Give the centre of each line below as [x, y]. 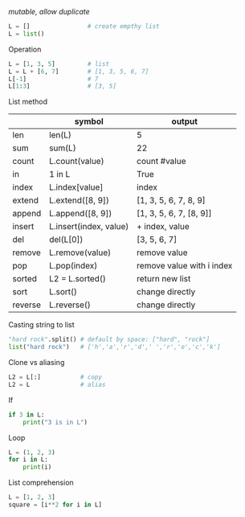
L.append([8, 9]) [81, 214]
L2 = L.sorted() [78, 279]
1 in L [60, 174]
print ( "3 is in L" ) [55, 422]
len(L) [61, 135]
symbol [89, 121]
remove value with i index [184, 266]
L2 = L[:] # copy [55, 377]
